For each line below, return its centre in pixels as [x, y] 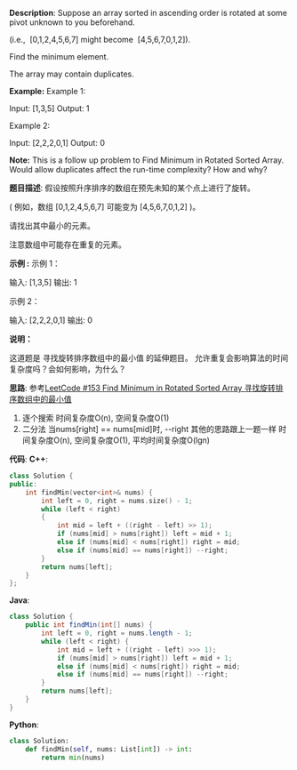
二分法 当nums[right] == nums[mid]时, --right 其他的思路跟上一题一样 [149, 429]
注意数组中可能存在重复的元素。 [68, 245]
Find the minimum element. [59, 56]
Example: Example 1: [48, 91]
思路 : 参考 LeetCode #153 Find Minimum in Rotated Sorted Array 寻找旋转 [142, 388]
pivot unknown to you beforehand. [72, 22]
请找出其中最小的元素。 [52, 225]
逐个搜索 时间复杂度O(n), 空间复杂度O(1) [96, 418]
